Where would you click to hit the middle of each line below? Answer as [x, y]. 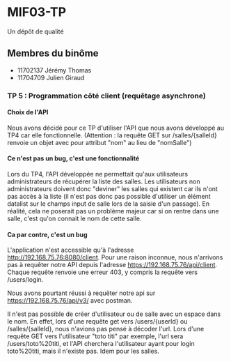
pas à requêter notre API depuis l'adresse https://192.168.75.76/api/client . [112, 265]
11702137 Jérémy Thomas [54, 70]
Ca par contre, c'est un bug [48, 234]
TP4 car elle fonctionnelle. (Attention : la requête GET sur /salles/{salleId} [112, 135]
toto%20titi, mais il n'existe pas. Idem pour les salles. [83, 351]
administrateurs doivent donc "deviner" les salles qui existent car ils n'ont [112, 189]
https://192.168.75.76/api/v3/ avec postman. [70, 301]
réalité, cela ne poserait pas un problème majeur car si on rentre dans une [113, 211]
